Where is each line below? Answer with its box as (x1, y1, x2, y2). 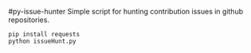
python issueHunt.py (8, 37, 77, 45)
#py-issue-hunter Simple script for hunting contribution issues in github (8, 7, 244, 16)
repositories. (8, 15, 50, 25)
